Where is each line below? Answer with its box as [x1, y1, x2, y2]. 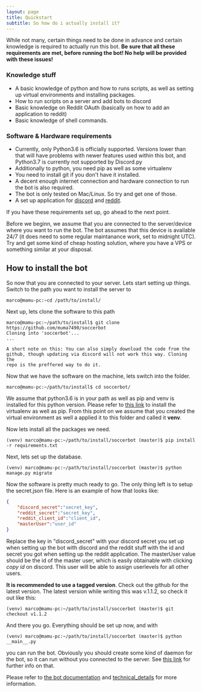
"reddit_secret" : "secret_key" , [17, 510, 96, 516]
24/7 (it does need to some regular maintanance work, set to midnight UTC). [6, 233, 196, 240]
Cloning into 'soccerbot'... [6, 330, 80, 336]
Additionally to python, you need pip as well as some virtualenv [14, 164, 172, 172]
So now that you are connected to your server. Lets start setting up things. [6, 279, 191, 287]
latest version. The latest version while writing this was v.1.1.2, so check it [6, 588, 188, 595]
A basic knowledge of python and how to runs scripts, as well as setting [14, 84, 194, 92]
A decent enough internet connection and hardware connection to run [14, 177, 189, 185]
